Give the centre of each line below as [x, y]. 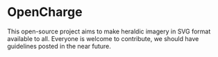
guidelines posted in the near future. [59, 46]
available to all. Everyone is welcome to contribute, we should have [103, 38]
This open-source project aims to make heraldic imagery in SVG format [109, 31]
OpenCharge [45, 12]
